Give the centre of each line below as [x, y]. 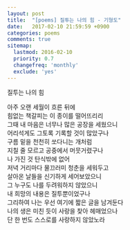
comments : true [29, 39]
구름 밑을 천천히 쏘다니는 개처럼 [50, 141]
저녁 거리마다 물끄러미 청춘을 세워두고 [58, 168]
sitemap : [20, 46]
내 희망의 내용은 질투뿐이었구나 [49, 193]
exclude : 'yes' [35, 71]
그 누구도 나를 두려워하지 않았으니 [53, 185]
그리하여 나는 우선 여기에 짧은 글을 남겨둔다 [65, 202]
